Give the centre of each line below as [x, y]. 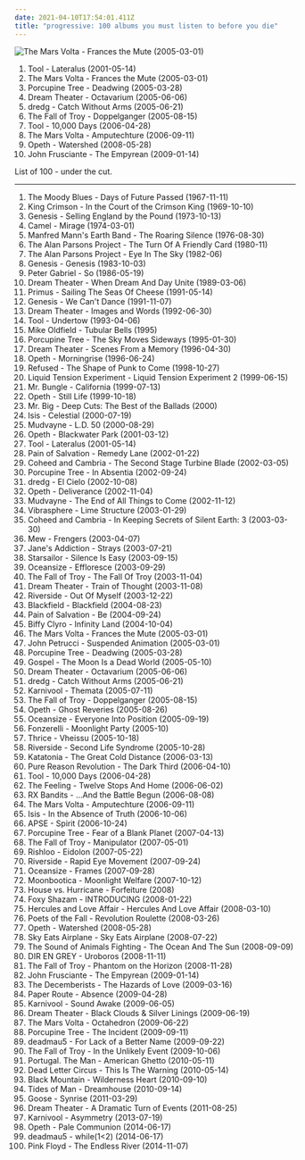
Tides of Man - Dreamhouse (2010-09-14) [105, 1089]
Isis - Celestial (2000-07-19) [79, 415]
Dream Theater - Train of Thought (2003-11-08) [115, 586]
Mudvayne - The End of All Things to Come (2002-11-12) [132, 500]
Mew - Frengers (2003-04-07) [84, 538]
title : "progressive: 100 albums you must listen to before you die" [147, 26]
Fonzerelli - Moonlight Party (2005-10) [98, 728]
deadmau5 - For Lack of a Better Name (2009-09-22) [126, 1041]
